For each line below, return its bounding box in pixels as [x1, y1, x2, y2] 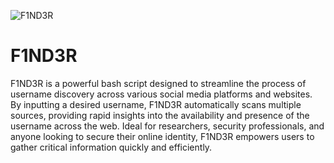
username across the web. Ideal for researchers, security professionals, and [10, 120, 325, 132]
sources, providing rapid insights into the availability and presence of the [10, 109, 310, 121]
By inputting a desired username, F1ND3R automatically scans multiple [10, 98, 302, 110]
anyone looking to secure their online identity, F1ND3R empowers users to [10, 130, 315, 142]
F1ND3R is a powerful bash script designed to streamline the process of [10, 77, 307, 89]
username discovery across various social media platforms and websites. [10, 88, 313, 100]
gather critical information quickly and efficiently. [10, 141, 213, 153]
